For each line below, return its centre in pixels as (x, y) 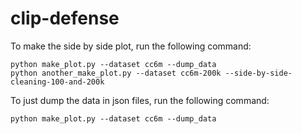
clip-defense (65, 18)
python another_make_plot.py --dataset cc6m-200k (116, 73)
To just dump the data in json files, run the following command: (140, 100)
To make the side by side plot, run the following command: (131, 46)
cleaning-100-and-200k (57, 82)
